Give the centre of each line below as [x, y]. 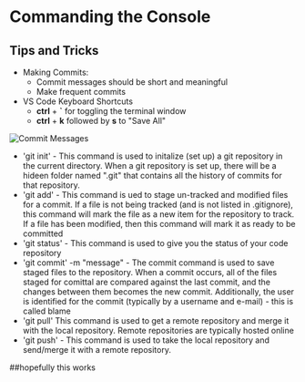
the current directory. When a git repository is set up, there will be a [149, 165]
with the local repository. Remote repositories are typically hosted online [158, 330]
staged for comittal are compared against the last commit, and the [147, 282]
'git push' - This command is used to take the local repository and [146, 340]
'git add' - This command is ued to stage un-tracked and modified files [155, 195]
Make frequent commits [81, 92]
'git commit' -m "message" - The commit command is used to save [148, 263]
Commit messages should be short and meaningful [132, 82]
